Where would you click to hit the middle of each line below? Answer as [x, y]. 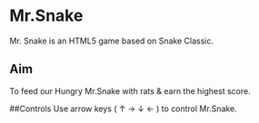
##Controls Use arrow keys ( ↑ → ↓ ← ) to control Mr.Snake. [124, 109]
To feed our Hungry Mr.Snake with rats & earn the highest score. [130, 90]
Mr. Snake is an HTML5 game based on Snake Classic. [111, 41]
